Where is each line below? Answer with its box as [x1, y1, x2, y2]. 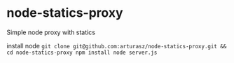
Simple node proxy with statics [6, 28, 96, 36]
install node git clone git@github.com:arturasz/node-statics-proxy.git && [6, 41, 227, 50]
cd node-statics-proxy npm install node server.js [6, 49, 158, 56]
